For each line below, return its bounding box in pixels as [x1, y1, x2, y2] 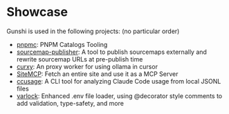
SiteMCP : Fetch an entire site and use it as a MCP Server [16, 70, 178, 78]
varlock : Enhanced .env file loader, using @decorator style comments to [16, 91, 223, 100]
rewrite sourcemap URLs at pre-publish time [16, 55, 143, 63]
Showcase [6, 4, 68, 20]
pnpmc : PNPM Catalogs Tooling [16, 40, 108, 48]
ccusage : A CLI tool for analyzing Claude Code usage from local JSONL [16, 77, 221, 85]
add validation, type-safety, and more [16, 99, 124, 107]
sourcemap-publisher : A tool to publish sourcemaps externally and [16, 48, 207, 56]
